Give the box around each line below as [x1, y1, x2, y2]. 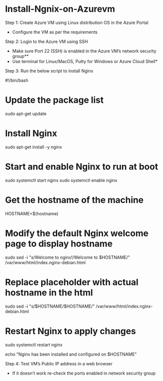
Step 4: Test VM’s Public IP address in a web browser [5, 360, 113, 366]
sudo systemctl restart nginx [5, 341, 63, 348]
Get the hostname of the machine [5, 194, 144, 205]
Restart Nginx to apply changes [5, 325, 136, 336]
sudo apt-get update [5, 111, 47, 116]
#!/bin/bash [5, 77, 28, 83]
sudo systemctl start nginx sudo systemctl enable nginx [5, 177, 117, 183]
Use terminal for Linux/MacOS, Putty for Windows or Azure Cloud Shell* [12, 58, 158, 64]
